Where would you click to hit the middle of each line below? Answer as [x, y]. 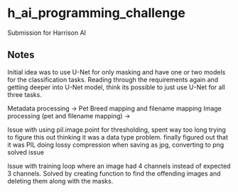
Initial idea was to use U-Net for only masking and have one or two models [117, 72]
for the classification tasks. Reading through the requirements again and [113, 79]
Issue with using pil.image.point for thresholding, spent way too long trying [117, 130]
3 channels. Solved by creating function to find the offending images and [114, 173]
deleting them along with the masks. [60, 181]
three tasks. [25, 94]
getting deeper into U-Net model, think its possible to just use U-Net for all [116, 87]
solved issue [26, 152]
